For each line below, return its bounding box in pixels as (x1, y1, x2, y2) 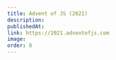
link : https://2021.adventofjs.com (7, 29, 110, 37)
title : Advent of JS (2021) (7, 10, 88, 17)
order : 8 (7, 42, 32, 49)
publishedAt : (7, 23, 45, 30)
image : (7, 36, 26, 43)
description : (7, 17, 45, 23)
